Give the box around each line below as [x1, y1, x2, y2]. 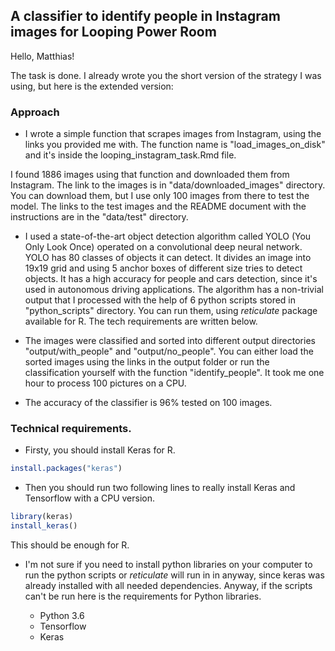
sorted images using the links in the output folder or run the [24, 356, 270, 368]
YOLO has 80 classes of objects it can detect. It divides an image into [24, 252, 312, 264]
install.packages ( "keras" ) [10, 464, 123, 474]
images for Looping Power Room [10, 24, 217, 41]
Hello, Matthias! [10, 50, 75, 62]
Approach [10, 105, 60, 119]
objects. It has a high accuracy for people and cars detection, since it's [24, 273, 318, 285]
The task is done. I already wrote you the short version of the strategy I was [10, 69, 322, 81]
